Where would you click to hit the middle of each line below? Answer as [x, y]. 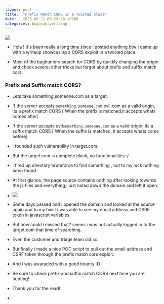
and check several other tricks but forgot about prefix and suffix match [84, 67]
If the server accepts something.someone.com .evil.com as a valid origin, [83, 106]
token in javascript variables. [41, 215]
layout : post [19, 10]
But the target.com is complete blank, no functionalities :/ [71, 155]
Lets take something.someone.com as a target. [60, 96]
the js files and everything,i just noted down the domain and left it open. [85, 185]
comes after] [25, 116]
